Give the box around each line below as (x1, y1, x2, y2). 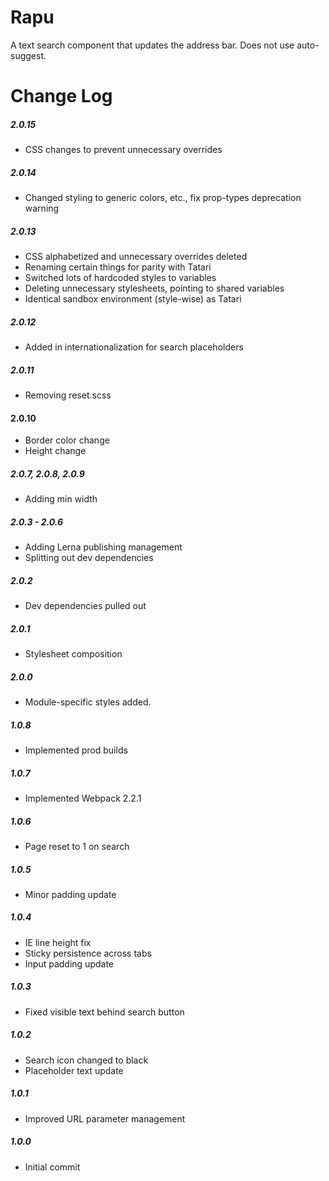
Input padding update (24, 957, 114, 970)
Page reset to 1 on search (24, 840, 130, 852)
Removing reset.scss (24, 389, 112, 401)
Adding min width (24, 493, 98, 505)
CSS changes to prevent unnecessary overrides (24, 144, 223, 156)
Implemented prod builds (24, 744, 128, 756)
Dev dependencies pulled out (24, 600, 147, 612)
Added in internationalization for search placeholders (24, 341, 244, 353)
